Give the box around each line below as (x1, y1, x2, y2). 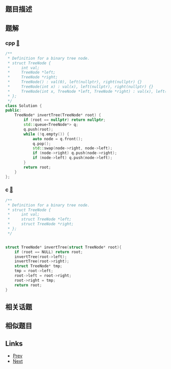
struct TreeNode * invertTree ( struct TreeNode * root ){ (5, 245, 122, 250)
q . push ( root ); (23, 126, 53, 132)
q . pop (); (32, 141, 51, 146)
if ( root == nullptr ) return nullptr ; (23, 117, 106, 123)
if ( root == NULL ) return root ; (14, 249, 83, 254)
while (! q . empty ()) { (23, 131, 70, 137)
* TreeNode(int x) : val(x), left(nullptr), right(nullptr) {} (7, 84, 154, 89)
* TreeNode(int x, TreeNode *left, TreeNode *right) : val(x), (7, 89, 154, 94)
